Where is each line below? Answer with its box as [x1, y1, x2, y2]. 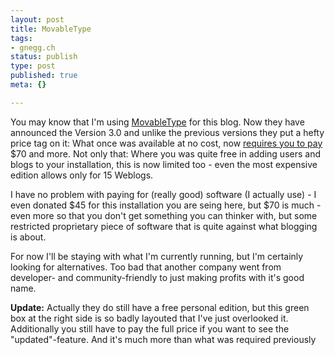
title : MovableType [10, 24, 92, 34]
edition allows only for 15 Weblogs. [10, 169, 154, 181]
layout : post [10, 14, 65, 25]
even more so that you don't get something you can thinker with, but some [10, 209, 318, 221]
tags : [10, 33, 33, 43]
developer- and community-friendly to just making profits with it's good [10, 271, 305, 283]
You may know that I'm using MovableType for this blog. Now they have [10, 116, 305, 128]
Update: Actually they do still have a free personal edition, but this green [10, 301, 310, 313]
